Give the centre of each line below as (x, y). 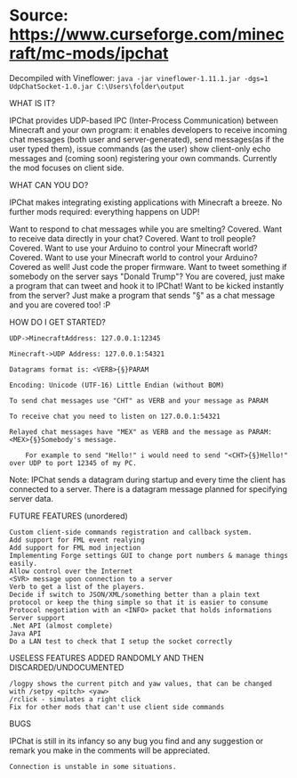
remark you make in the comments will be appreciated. (110, 750)
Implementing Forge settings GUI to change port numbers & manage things (149, 555)
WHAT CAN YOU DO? (49, 184)
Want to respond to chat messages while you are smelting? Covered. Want (146, 229)
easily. (24, 563)
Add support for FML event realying (77, 540)
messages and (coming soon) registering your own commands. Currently (143, 158)
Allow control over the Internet (71, 571)
